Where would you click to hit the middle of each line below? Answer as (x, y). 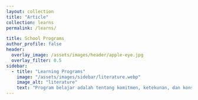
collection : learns (30, 22)
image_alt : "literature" (47, 82)
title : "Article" (27, 17)
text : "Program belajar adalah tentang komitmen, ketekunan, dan (99, 88)
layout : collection (30, 11)
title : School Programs (35, 39)
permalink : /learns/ (32, 28)
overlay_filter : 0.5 (37, 60)
